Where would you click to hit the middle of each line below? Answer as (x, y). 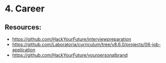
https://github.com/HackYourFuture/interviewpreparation (71, 39)
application (24, 50)
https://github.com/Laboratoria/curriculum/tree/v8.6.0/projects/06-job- (86, 44)
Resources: (23, 27)
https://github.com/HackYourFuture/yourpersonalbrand (70, 55)
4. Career (25, 9)
